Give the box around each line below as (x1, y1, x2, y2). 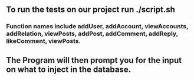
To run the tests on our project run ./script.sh (6, 5, 176, 15)
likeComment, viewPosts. (6, 37, 81, 45)
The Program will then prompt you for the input (6, 55, 182, 65)
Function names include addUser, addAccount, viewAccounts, (6, 22, 189, 31)
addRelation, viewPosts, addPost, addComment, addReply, (6, 29, 179, 38)
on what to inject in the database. (6, 64, 131, 74)
